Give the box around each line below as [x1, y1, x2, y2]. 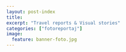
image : [6, 31, 23, 37]
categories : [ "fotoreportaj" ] [6, 25, 83, 32]
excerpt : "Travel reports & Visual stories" [6, 20, 121, 26]
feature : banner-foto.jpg [12, 36, 78, 42]
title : [6, 14, 23, 20]
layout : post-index [6, 8, 56, 15]
